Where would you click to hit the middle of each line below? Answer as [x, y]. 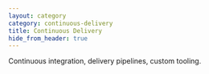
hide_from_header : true [48, 38]
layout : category [37, 16]
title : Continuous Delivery [55, 31]
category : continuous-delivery [61, 23]
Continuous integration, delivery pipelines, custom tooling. [105, 61]
